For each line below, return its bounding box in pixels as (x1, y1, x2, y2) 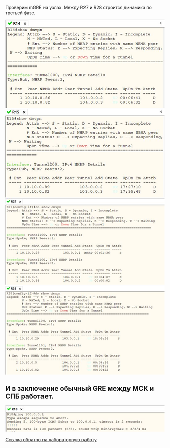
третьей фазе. (5, 10, 36, 16)
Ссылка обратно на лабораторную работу (5, 437, 97, 443)
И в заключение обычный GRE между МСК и (5, 384, 154, 393)
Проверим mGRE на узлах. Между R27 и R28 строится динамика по (5, 5, 152, 10)
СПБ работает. (5, 392, 54, 400)
